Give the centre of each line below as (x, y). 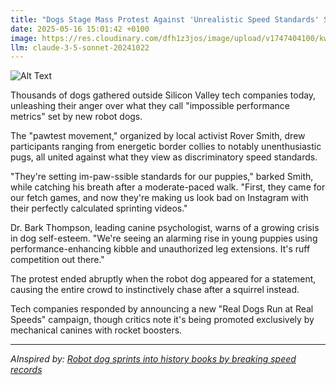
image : (24, 38)
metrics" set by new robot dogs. (76, 117)
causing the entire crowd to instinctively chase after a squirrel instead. (155, 290)
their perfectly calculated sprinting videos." (99, 208)
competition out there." (57, 260)
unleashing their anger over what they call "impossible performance (150, 106)
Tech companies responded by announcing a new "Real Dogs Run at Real (162, 309)
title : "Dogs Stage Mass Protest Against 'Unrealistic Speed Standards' (165, 19)
